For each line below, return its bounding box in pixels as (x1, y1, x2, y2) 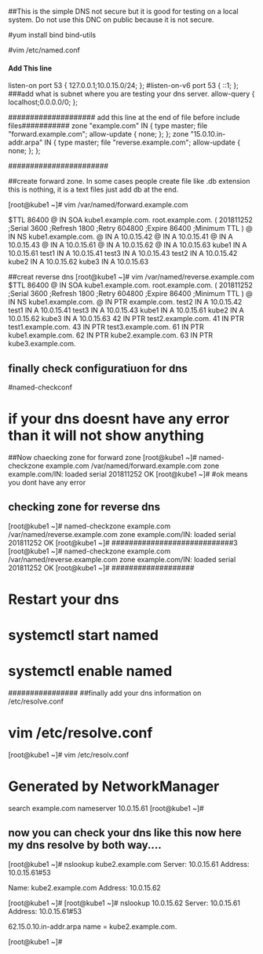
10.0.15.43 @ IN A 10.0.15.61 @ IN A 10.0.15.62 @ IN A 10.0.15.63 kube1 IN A (8, 240, 247, 250)
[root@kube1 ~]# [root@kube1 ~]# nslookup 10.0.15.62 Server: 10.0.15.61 (8, 898, 241, 908)
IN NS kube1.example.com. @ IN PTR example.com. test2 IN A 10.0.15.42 (8, 298, 243, 307)
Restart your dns (8, 590, 119, 608)
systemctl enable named (8, 663, 173, 680)
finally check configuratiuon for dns (8, 361, 188, 375)
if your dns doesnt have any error (8, 410, 230, 428)
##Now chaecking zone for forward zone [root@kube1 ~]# (8, 452, 198, 462)
